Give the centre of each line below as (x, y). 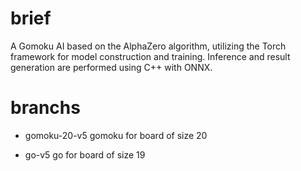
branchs (45, 108)
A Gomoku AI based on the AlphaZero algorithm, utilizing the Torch (148, 46)
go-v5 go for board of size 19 (85, 154)
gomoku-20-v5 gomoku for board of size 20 (116, 135)
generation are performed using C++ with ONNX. (111, 67)
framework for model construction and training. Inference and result (150, 56)
